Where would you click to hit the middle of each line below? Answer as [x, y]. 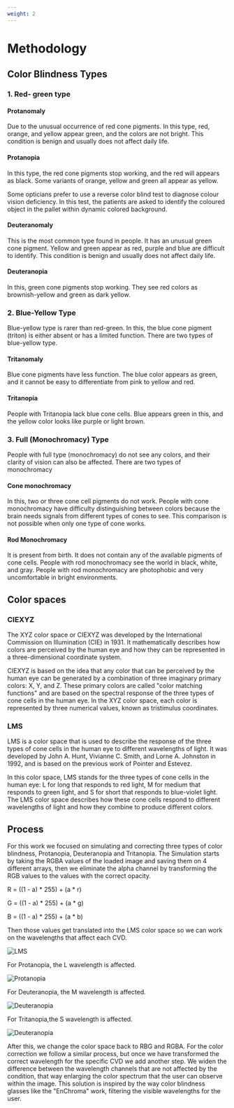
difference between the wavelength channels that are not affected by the [112, 1069]
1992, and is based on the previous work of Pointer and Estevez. [100, 764]
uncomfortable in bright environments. [63, 577]
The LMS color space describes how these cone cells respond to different [114, 799]
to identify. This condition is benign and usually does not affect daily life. [111, 255]
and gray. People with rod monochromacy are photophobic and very [105, 570]
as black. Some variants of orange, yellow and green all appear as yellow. [113, 180]
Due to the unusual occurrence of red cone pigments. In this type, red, [109, 126]
